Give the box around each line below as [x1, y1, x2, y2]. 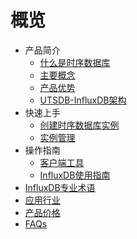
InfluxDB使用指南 [39, 169, 111, 181]
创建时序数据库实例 [39, 119, 120, 131]
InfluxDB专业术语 [24, 181, 96, 193]
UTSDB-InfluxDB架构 [39, 94, 127, 106]
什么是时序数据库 [39, 56, 111, 68]
